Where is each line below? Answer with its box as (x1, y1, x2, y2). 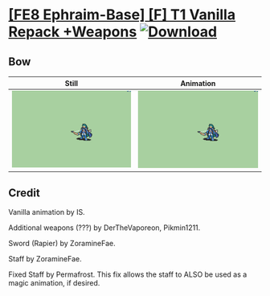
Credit (8, 186, 40, 199)
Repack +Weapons (8, 23, 137, 41)
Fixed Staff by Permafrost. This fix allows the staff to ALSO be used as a (8, 269, 247, 279)
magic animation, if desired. (8, 278, 100, 288)
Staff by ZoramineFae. (8, 254, 82, 264)
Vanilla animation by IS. (8, 208, 86, 217)
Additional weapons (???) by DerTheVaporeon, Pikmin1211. (8, 223, 201, 232)
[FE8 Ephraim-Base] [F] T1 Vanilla (8, 6, 235, 24)
